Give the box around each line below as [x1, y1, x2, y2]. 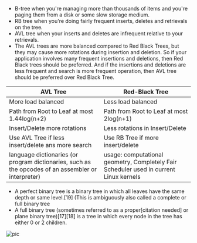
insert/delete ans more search [9, 141, 92, 149]
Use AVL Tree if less [9, 134, 64, 142]
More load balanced [9, 98, 64, 105]
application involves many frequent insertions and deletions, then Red [14, 55, 184, 62]
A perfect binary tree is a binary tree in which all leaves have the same [14, 188, 185, 195]
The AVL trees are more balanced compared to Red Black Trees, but [14, 42, 179, 49]
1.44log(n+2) [9, 115, 47, 122]
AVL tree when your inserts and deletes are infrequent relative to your [14, 30, 184, 37]
